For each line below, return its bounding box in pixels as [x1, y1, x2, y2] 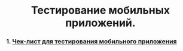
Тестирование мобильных [30, 4, 170, 17]
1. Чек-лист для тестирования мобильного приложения [6, 37, 177, 46]
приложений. [65, 16, 136, 30]
